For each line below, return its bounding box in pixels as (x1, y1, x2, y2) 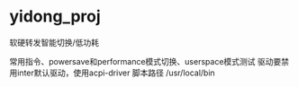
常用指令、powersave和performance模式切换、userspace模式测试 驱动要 (9, 56, 282, 66)
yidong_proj (9, 6, 101, 27)
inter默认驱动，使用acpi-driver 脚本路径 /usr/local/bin (16, 67, 216, 78)
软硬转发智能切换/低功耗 (9, 37, 100, 48)
